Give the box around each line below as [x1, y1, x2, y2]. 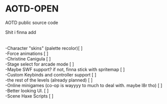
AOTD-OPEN [5, 3, 59, 14]
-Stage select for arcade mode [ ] [5, 61, 74, 67]
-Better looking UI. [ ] [5, 87, 49, 93]
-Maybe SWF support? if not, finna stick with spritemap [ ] [5, 66, 125, 72]
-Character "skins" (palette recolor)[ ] [5, 45, 83, 51]
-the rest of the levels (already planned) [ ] [5, 77, 93, 83]
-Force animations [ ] [5, 50, 48, 56]
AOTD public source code [5, 19, 58, 25]
